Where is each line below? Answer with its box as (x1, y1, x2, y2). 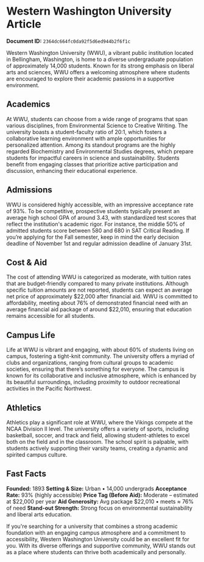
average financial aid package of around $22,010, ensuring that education (6, 306, 192, 313)
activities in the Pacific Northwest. (6, 385, 93, 392)
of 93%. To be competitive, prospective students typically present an (6, 207, 180, 214)
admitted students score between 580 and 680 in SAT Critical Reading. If (6, 227, 190, 234)
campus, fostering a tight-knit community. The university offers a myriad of (6, 353, 195, 360)
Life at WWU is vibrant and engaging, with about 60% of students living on (6, 346, 194, 354)
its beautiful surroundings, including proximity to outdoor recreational (6, 379, 181, 386)
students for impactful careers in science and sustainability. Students (6, 154, 180, 161)
